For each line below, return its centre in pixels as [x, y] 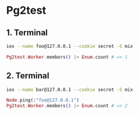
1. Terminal [27, 33]
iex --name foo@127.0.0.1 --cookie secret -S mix [70, 46]
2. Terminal [28, 76]
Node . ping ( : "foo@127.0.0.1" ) [43, 100]
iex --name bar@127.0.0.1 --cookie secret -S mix [70, 90]
